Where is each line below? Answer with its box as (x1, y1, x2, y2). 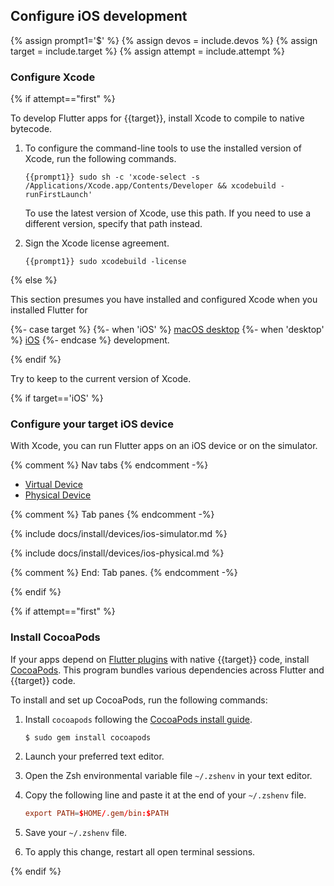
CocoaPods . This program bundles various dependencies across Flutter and (10, 664, 325, 676)
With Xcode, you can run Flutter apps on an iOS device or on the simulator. (10, 440, 318, 452)
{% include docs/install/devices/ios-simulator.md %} (10, 528, 228, 540)
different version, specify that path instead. (24, 218, 203, 230)
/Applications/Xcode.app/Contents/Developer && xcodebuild (24, 181, 277, 191)
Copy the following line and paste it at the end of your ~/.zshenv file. (24, 789, 307, 801)
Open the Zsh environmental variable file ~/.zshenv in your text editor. (24, 769, 313, 781)
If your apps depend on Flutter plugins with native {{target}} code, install (10, 653, 310, 665)
